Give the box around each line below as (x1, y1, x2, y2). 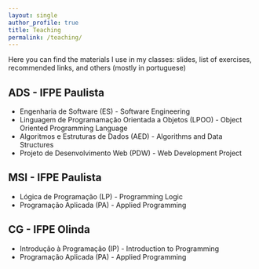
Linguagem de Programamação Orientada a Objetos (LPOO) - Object (19, 115, 243, 125)
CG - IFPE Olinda (8, 223, 90, 236)
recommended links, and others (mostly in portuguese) (8, 64, 186, 73)
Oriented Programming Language (19, 123, 128, 133)
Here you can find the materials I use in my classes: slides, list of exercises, (8, 55, 253, 64)
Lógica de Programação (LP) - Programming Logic (19, 191, 183, 201)
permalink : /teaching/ (8, 33, 82, 42)
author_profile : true (8, 19, 79, 27)
